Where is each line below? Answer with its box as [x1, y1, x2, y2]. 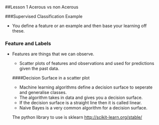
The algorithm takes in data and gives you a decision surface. [19, 94, 143, 101]
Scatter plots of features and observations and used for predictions [19, 61, 155, 66]
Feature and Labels [5, 40, 51, 47]
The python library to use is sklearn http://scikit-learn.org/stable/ [12, 114, 142, 120]
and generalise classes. [19, 90, 67, 95]
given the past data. [19, 65, 59, 72]
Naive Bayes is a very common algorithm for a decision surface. [19, 105, 148, 111]
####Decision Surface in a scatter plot [12, 75, 90, 81]
